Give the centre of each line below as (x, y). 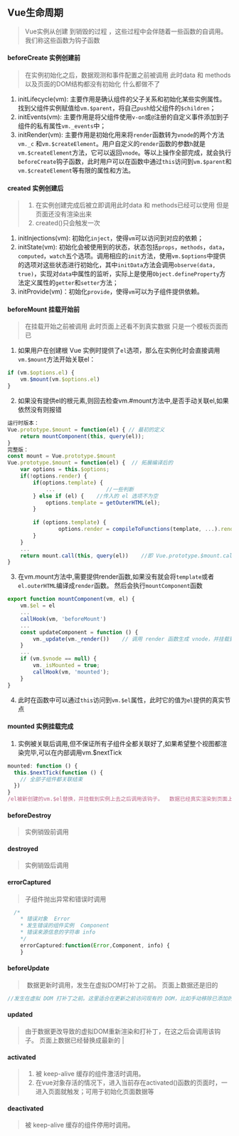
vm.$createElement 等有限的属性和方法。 (76, 170)
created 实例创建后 (36, 188)
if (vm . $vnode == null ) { (59, 659)
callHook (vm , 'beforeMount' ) (63, 619)
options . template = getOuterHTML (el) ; (103, 502)
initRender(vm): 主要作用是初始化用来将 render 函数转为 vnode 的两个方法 (121, 135)
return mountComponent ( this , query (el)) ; (82, 436)
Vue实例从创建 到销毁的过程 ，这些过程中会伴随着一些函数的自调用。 (126, 31)
